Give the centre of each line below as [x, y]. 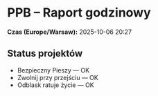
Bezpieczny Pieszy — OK [53, 70]
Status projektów [45, 54]
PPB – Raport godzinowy [79, 13]
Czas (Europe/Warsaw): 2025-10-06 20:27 [70, 32]
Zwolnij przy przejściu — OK [58, 77]
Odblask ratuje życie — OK [56, 85]
